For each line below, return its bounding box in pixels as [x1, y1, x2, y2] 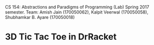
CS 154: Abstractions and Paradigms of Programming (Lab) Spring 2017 [5, 4, 150, 10]
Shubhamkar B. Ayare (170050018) [5, 15, 75, 20]
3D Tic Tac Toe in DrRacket [5, 31, 117, 43]
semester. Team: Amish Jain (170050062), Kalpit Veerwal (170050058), [5, 9, 149, 15]
